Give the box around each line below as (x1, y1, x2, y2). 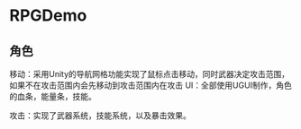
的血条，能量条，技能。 (9, 91, 96, 101)
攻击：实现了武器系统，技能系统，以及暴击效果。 (9, 110, 191, 121)
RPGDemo (9, 5, 87, 26)
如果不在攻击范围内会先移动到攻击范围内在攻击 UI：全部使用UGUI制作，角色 (9, 80, 293, 90)
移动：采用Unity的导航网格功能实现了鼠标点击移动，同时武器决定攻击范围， (9, 69, 290, 79)
